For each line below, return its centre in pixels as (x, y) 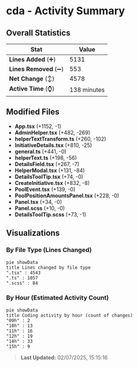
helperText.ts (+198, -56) (46, 158)
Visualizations (33, 233)
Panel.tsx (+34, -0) (38, 202)
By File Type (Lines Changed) (49, 250)
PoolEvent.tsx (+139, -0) (45, 189)
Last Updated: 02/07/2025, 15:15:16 (64, 358)
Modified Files (33, 112)
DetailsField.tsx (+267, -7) (47, 164)
